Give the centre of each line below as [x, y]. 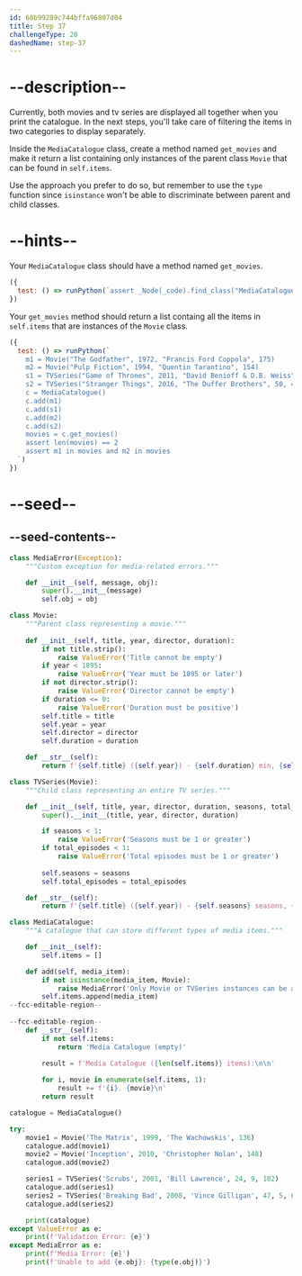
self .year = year [74, 724]
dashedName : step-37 [48, 43]
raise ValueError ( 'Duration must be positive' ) [148, 708]
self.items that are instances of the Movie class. [99, 326]
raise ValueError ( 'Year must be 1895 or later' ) [150, 674]
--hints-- [44, 241]
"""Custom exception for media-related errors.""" [122, 566]
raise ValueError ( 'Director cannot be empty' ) [146, 691]
